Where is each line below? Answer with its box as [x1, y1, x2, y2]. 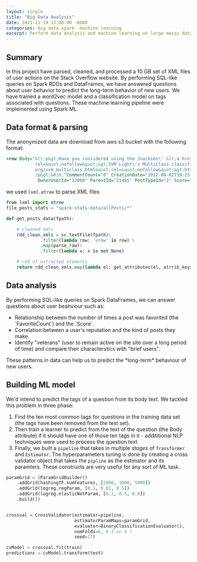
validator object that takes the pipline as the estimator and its [14, 457, 165, 464]
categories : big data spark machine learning [6, 25, 122, 31]
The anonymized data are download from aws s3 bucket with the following [6, 138, 186, 145]
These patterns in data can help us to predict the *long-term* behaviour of [6, 357, 186, 364]
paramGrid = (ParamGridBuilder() [6, 474, 88, 480]
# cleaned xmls [16, 226, 54, 232]
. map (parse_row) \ [40, 242, 83, 249]
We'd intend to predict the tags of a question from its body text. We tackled [6, 395, 188, 403]
